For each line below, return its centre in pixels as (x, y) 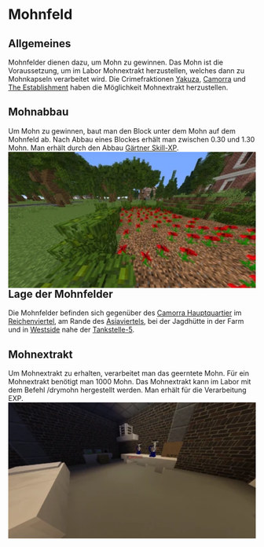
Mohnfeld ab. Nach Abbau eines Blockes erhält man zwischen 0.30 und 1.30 (132, 139)
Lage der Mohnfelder (61, 294)
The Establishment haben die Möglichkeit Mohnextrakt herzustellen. (118, 87)
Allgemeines (40, 44)
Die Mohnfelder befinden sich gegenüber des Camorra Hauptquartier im (125, 313)
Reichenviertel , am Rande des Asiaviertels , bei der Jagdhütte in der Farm (126, 321)
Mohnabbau (38, 112)
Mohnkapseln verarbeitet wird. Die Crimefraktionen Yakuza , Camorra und (127, 79)
